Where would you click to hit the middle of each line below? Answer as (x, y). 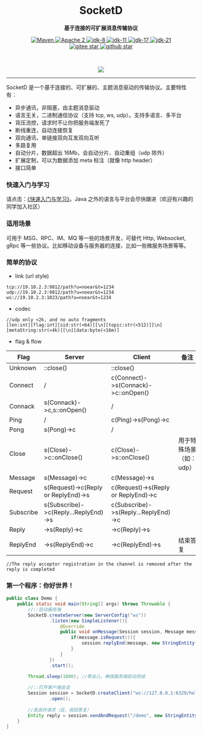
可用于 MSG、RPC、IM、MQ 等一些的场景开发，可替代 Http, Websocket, (96, 238)
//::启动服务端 (44, 609)
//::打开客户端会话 (49, 687)
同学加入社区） (25, 207)
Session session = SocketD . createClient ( (81, 693)
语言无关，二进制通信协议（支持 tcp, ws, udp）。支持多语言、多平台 (98, 115)
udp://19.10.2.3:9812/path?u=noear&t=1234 (60, 292)
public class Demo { (32, 598)
